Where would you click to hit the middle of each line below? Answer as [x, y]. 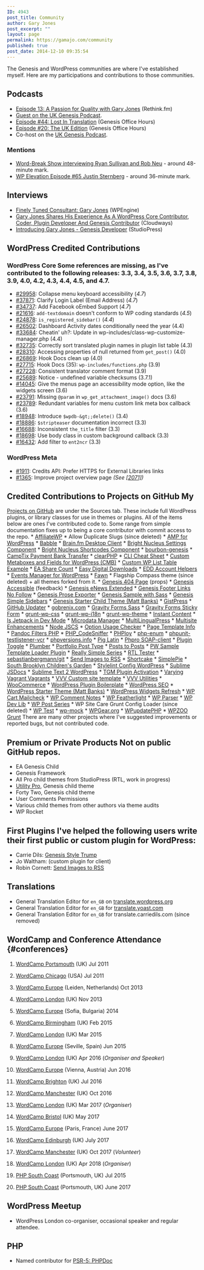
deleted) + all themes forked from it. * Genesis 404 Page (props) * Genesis [100, 582]
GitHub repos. [34, 752]
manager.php [32, 339]
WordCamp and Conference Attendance [84, 940]
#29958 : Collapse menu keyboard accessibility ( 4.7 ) [81, 294]
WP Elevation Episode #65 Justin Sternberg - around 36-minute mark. [103, 176]
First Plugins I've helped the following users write [102, 831]
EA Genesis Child [37, 767]
